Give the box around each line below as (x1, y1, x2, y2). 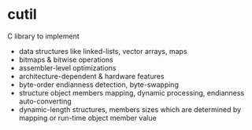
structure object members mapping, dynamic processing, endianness (18, 88, 245, 97)
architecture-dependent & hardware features (18, 71, 165, 81)
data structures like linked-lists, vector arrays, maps (18, 46, 187, 56)
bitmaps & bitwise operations (18, 55, 113, 64)
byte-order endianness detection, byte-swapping (18, 80, 179, 89)
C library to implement (7, 31, 80, 41)
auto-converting (18, 96, 72, 106)
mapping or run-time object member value (18, 113, 157, 122)
